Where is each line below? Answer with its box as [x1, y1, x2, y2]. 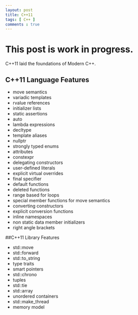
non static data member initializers [12, 219, 86, 225]
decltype [12, 127, 32, 133]
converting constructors [12, 203, 64, 209]
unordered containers [12, 293, 59, 299]
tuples [12, 277, 26, 283]
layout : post [5, 7, 33, 13]
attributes [12, 149, 33, 155]
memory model [12, 304, 45, 310]
